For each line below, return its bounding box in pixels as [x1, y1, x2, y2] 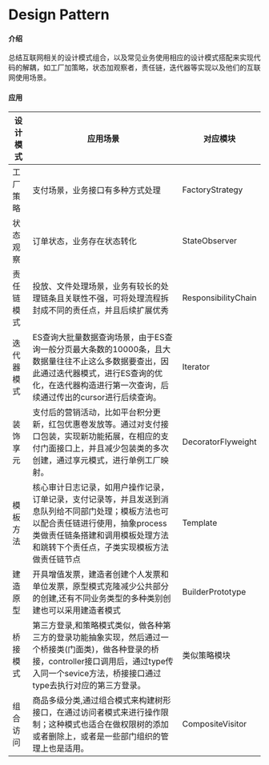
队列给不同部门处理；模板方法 [40, 506, 154, 517]
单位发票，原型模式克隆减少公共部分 [32, 580, 170, 591]
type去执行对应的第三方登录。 [32, 679, 146, 691]
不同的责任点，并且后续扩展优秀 [48, 304, 170, 315]
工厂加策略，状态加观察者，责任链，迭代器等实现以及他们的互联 [50, 62, 261, 73]
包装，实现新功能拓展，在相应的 [40, 431, 162, 442]
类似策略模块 [182, 650, 231, 661]
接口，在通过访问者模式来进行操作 [32, 707, 162, 718]
